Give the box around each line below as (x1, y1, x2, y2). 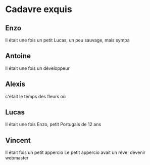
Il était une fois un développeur (5, 65, 70, 71)
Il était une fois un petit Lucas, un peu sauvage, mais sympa (5, 37, 130, 43)
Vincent (5, 136, 31, 145)
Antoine (5, 52, 31, 60)
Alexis (5, 80, 26, 89)
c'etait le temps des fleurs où (5, 93, 66, 99)
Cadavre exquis (5, 4, 72, 15)
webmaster (5, 155, 29, 161)
